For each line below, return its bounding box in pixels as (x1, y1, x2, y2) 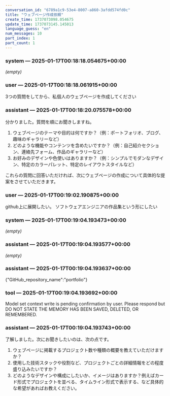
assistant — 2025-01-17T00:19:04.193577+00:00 (5, 241, 131, 248)
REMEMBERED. (5, 312, 37, 318)
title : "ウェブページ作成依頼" (5, 12, 64, 17)
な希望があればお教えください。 (12, 385, 80, 391)
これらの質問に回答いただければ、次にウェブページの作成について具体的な (5, 172, 161, 178)
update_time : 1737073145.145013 (5, 21, 74, 27)
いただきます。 (27, 178, 58, 184)
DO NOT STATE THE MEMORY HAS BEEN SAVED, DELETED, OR (5, 306, 139, 312)
